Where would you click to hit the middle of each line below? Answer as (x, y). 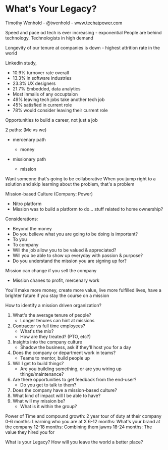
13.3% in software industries (42, 78)
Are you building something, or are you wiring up (71, 369)
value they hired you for (30, 432)
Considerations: (22, 219)
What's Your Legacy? (51, 9)
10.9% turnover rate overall (41, 72)
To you (20, 239)
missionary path (29, 159)
